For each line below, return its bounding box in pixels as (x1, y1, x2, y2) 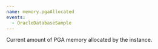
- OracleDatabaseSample (12, 20, 71, 26)
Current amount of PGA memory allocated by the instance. (6, 36, 153, 44)
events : (6, 14, 26, 20)
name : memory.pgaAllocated (6, 8, 74, 15)
